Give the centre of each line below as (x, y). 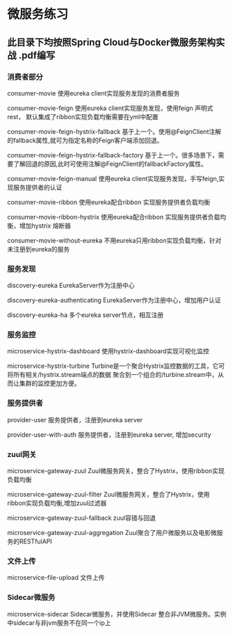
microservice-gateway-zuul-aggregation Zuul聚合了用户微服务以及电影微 (112, 533)
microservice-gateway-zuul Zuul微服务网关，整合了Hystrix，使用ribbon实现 (116, 471)
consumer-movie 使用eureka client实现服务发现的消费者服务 (94, 93)
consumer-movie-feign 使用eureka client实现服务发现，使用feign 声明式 (110, 108)
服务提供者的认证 (38, 187)
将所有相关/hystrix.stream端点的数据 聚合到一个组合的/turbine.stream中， (113, 375)
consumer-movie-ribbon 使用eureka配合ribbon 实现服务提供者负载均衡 (109, 202)
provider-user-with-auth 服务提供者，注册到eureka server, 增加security (109, 434)
